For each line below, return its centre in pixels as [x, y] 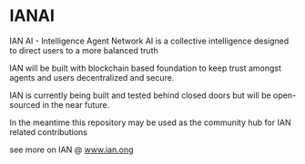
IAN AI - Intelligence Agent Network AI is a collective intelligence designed [149, 41]
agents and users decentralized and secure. [92, 77]
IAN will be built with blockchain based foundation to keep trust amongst [146, 68]
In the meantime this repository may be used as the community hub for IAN [150, 122]
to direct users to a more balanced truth [84, 50]
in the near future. [76, 104]
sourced [25, 104]
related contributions [49, 131]
